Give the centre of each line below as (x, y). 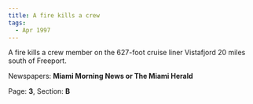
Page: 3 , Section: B (39, 91)
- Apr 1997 (33, 30)
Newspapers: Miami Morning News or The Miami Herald (101, 76)
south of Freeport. (37, 61)
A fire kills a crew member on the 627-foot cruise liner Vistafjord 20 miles (127, 53)
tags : (17, 23)
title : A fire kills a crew (54, 15)
